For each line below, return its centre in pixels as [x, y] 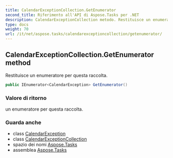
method [18, 63]
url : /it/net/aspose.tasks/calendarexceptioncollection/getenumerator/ [84, 34]
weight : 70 [17, 29]
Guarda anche [23, 122]
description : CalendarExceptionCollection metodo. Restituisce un [78, 20]
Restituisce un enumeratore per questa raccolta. [57, 75]
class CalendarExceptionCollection [50, 139]
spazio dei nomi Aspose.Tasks [45, 145]
